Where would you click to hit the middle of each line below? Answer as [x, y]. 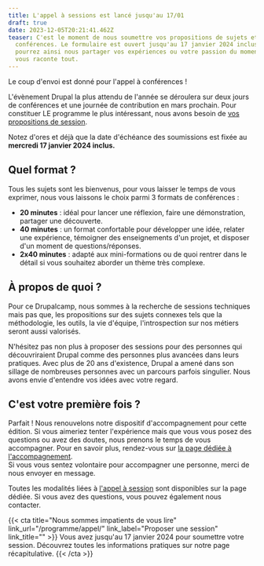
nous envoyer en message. [52, 473]
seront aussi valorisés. [44, 331]
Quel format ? [42, 170]
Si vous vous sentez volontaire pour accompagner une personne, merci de [129, 465]
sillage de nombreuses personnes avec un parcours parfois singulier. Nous [129, 371]
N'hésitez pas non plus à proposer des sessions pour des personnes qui [125, 346]
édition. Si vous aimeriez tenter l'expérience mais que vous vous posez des [130, 432]
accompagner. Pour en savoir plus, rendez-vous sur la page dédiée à [120, 448]
